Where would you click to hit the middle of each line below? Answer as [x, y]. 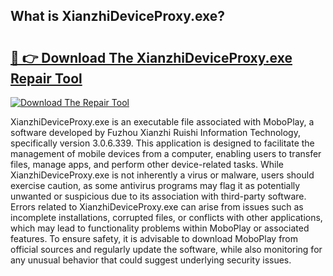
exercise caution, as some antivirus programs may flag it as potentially [155, 185]
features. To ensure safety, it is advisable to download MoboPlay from [154, 238]
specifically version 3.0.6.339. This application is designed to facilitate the [162, 143]
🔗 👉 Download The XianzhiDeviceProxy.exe [151, 57]
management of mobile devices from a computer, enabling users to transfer [166, 153]
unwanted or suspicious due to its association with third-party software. [158, 196]
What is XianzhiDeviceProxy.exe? [118, 16]
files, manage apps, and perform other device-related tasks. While [147, 164]
